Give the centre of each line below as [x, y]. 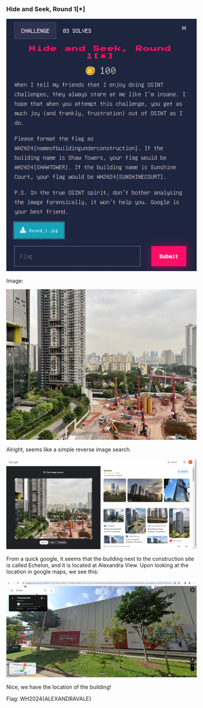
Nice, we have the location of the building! [59, 687]
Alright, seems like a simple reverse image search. [69, 449]
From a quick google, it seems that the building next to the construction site [100, 559]
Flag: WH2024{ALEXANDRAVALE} [49, 698]
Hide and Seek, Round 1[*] [46, 9]
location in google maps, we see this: [53, 572]
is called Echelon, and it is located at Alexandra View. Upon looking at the [98, 565]
